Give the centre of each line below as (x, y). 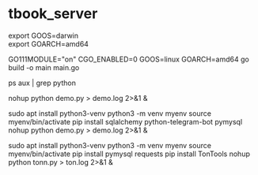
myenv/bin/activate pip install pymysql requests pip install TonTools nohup (129, 154)
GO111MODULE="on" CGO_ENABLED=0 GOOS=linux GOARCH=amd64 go (129, 59)
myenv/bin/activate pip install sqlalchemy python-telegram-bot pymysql (125, 121)
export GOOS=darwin (44, 35)
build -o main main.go (44, 67)
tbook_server (53, 14)
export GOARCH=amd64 (49, 43)
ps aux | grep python (42, 83)
